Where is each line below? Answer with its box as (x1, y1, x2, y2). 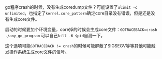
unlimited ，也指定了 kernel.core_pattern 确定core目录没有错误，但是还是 (5, 10, 151, 16)
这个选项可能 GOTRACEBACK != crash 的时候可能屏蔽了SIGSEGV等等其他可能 (5, 43, 151, 48)
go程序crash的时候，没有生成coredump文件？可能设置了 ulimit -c (5, 4, 138, 10)
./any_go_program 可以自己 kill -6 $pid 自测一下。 (5, 33, 105, 38)
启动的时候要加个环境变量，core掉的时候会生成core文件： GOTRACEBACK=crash (5, 27, 157, 32)
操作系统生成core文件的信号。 (9, 49, 69, 55)
